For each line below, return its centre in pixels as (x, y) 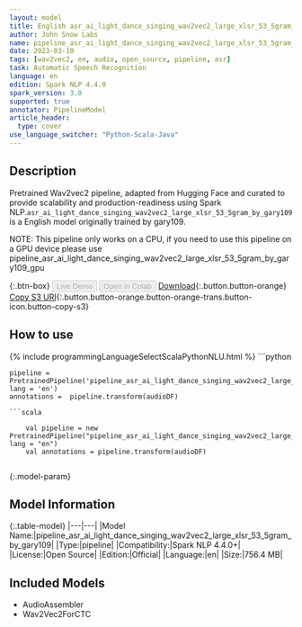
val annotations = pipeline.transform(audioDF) (116, 452)
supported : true (40, 101)
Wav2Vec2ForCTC (57, 614)
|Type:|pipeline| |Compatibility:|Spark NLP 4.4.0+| (148, 545)
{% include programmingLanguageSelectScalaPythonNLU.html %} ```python (151, 356)
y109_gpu (27, 267)
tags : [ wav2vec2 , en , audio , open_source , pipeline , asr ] (120, 59)
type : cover (40, 127)
